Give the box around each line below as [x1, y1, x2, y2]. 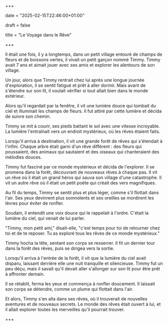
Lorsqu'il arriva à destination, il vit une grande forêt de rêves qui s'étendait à [5, 138, 163, 144]
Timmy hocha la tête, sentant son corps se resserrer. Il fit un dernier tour [5, 240, 155, 246]
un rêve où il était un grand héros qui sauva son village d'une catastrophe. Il [5, 175, 162, 181]
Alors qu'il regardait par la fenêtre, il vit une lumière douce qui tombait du [5, 103, 156, 108]
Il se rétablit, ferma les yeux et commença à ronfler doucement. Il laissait [5, 281, 155, 286]
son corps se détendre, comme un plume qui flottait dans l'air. [5, 286, 134, 292]
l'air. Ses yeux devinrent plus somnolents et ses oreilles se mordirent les [5, 195, 154, 201]
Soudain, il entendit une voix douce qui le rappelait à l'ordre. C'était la [5, 210, 149, 216]
